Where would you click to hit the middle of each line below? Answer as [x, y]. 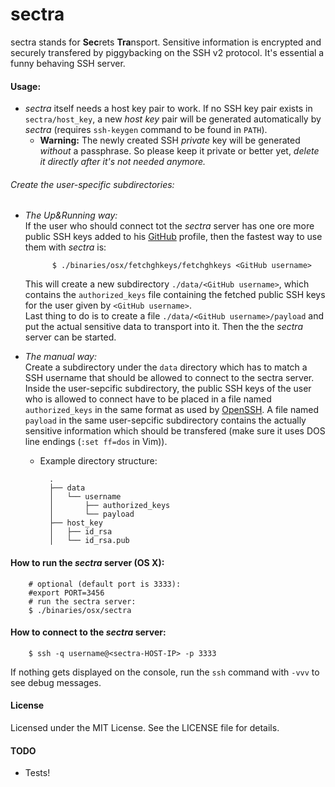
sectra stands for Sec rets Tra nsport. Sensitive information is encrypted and [166, 42]
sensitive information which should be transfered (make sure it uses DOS [175, 431]
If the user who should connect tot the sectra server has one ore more [169, 226]
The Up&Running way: [71, 215]
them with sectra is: [65, 247]
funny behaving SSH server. [68, 63]
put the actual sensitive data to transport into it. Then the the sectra [163, 327]
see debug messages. [56, 682]
